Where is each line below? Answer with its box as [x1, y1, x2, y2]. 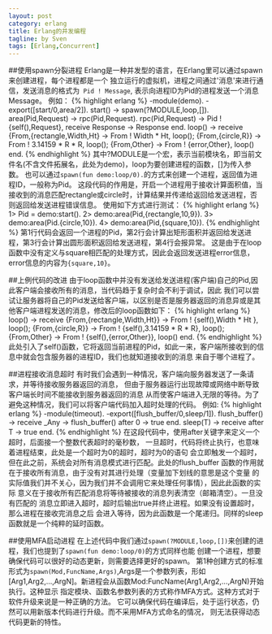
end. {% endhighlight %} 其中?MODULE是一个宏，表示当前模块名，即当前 [8, 150, 256, 159]
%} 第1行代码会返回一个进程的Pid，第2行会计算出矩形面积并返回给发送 [8, 228, 245, 237]
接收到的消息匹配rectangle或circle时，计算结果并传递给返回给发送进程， [8, 190, 251, 200]
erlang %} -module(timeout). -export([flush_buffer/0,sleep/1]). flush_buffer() [8, 409, 264, 419]
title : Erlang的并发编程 [8, 27, 87, 35]
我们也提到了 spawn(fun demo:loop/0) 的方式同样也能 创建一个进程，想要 [22, 546, 261, 556]
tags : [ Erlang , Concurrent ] [8, 42, 100, 50]
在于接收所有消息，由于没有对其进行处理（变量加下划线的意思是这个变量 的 [8, 468, 260, 478]
